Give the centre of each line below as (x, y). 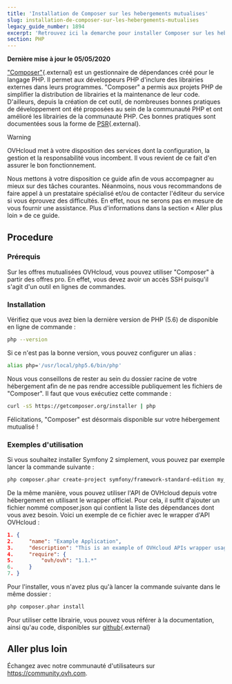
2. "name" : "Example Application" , (65, 541)
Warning (19, 137)
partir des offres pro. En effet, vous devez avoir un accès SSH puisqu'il (108, 279)
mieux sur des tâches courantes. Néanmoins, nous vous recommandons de (115, 186)
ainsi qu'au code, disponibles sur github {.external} (79, 627)
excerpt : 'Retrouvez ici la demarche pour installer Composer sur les (111, 33)
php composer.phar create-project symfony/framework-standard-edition (111, 480)
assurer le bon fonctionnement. (52, 165)
